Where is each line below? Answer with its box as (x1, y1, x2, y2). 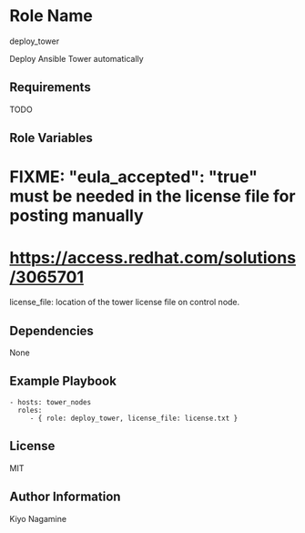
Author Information (9, 489, 121, 505)
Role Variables (9, 130, 93, 146)
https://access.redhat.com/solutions (9, 247, 297, 268)
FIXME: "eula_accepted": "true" (9, 167, 258, 188)
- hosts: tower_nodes (9, 397, 92, 406)
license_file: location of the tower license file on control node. (9, 297, 240, 308)
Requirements (9, 79, 91, 96)
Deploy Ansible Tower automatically (9, 53, 144, 64)
